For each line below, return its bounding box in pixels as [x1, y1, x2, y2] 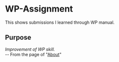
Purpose [5, 33, 32, 42]
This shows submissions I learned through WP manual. [5, 19, 115, 25]
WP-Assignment [5, 3, 73, 15]
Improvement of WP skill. [5, 46, 55, 52]
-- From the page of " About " [5, 51, 62, 57]
